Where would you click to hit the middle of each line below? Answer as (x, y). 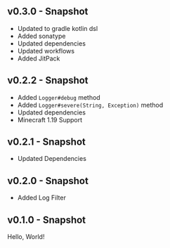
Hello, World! (26, 237)
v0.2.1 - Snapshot (46, 142)
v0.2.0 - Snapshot (48, 181)
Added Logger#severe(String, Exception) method (90, 105)
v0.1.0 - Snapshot (47, 220)
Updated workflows (46, 51)
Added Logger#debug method (59, 97)
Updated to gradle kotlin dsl (58, 28)
